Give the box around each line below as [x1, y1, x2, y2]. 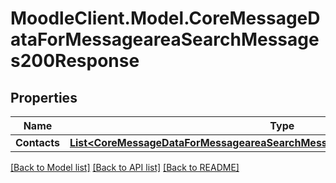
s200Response [10, 50, 140, 72]
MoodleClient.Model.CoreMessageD [10, 7, 321, 30]
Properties [10, 89, 78, 106]
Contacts [15, 136, 60, 149]
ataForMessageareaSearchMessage [10, 28, 320, 51]
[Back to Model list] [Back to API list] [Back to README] [10, 162, 240, 173]
